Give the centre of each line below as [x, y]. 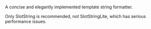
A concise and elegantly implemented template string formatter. [69, 7]
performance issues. [26, 22]
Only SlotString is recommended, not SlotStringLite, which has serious [75, 16]
